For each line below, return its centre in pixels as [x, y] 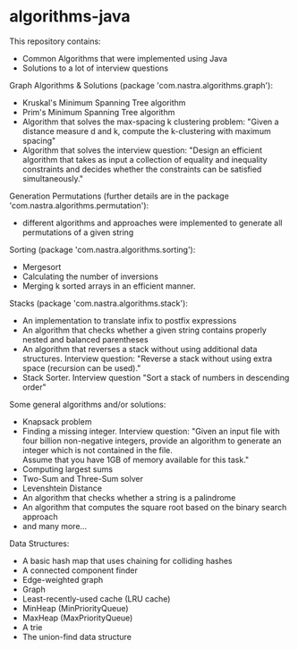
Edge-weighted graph [63, 579]
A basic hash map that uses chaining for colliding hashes [127, 560]
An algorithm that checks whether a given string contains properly [144, 330]
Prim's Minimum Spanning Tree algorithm [98, 112]
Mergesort [42, 266]
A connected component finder [80, 570]
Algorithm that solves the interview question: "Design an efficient [142, 150]
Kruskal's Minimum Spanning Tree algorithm [104, 102]
